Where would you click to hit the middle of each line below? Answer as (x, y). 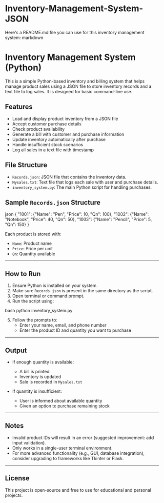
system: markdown (24, 38)
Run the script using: (33, 301)
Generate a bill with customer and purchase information (68, 134)
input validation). (29, 443)
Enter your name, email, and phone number (63, 325)
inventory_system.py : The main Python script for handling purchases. (82, 187)
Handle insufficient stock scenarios (48, 144)
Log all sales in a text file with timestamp (53, 150)
